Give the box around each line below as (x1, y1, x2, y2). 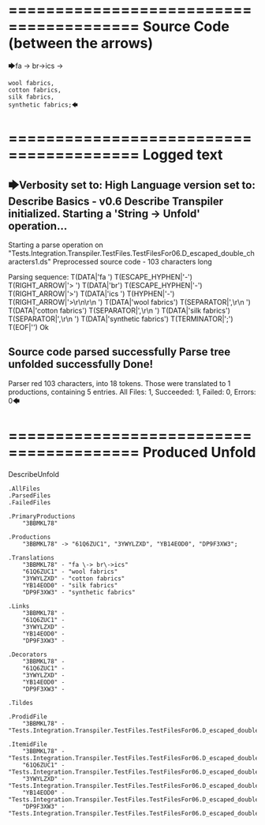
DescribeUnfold (8, 469, 60, 478)
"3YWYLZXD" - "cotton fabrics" (22, 574, 125, 583)
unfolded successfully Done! (8, 358, 154, 371)
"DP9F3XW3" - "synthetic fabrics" (22, 588, 136, 596)
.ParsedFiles (8, 491, 51, 500)
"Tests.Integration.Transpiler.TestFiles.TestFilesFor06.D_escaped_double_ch (8, 248, 255, 257)
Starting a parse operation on (8, 240, 104, 249)
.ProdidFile (8, 712, 47, 721)
